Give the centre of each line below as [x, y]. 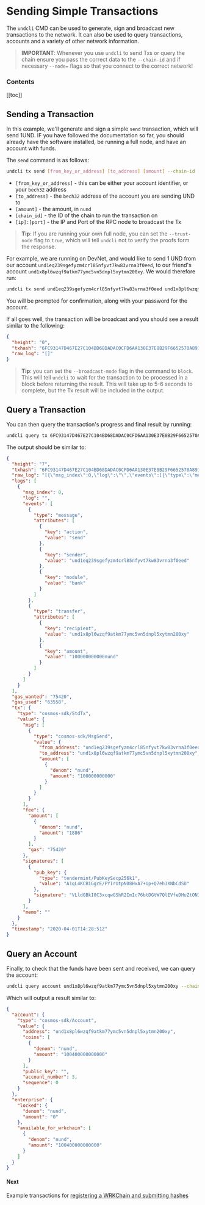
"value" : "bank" [65, 583]
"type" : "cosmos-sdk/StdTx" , [54, 714]
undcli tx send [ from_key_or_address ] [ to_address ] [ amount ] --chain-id [101, 171]
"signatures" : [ [43, 861]
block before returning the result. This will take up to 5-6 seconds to [107, 384]
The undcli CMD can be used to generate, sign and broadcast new [91, 28]
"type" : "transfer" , [59, 611]
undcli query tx [27, 435]
